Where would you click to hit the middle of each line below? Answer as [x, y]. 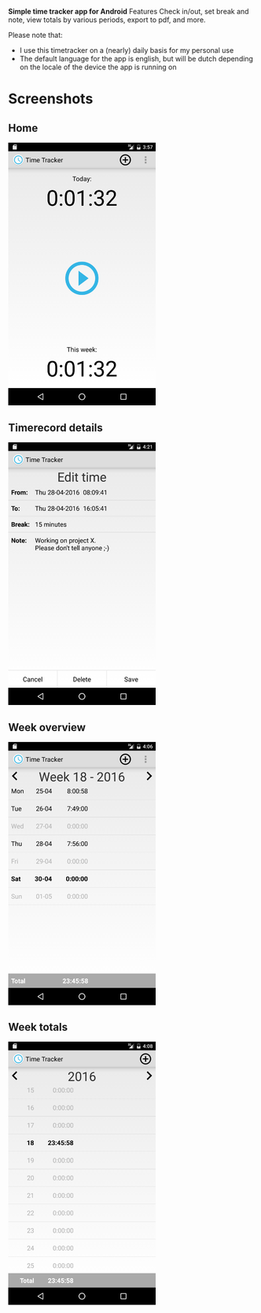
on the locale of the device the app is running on [98, 67]
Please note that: [35, 35]
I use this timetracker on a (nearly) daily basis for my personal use [127, 50]
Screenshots [51, 99]
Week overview [47, 727]
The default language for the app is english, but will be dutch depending [136, 59]
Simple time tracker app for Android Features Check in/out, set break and [129, 11]
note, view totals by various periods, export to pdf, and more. [107, 20]
